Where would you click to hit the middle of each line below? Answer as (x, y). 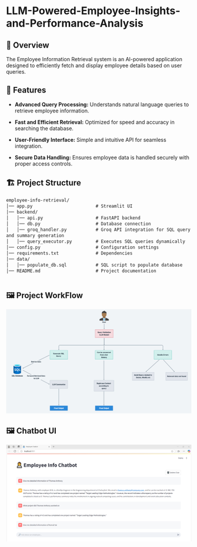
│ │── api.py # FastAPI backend (74, 218)
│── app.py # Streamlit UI (69, 206)
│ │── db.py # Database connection (79, 224)
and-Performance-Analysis (75, 23)
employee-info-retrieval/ (38, 200)
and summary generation (35, 236)
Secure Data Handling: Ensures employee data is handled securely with (102, 157)
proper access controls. (43, 164)
